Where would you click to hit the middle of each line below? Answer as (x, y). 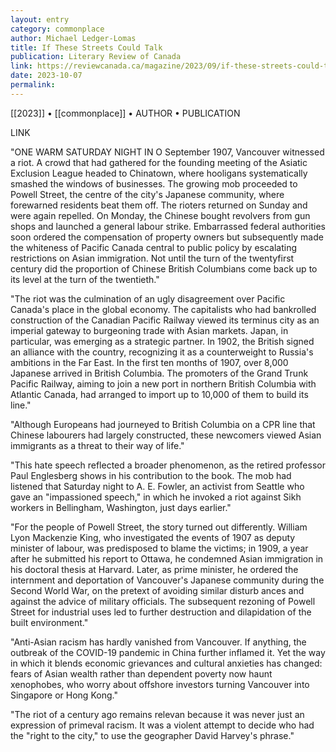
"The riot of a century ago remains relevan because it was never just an (157, 714)
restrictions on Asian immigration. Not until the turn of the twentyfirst (152, 258)
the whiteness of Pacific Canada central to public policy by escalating (154, 247)
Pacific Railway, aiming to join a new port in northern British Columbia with (163, 383)
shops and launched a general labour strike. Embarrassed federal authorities (168, 226)
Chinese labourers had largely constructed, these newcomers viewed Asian (166, 435)
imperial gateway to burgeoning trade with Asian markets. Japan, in (149, 330)
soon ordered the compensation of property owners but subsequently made (167, 237)
